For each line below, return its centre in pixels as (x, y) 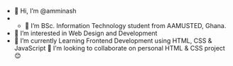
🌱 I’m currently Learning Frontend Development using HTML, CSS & (113, 41)
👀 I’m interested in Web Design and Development (86, 33)
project (215, 48)
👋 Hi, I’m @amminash (45, 11)
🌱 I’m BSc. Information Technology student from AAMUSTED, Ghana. (125, 26)
